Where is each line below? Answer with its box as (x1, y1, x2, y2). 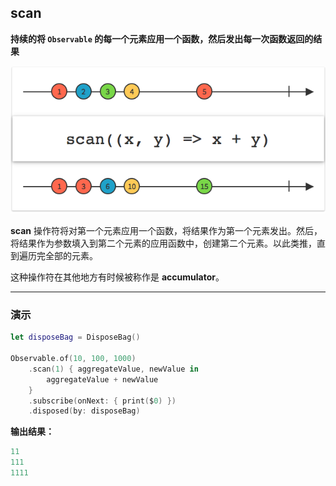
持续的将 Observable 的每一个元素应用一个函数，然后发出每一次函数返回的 (10, 32, 314, 45)
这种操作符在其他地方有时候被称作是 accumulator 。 (10, 271, 225, 283)
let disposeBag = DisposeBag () (10, 332, 141, 343)
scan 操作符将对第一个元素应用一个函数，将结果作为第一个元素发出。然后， (10, 224, 323, 236)
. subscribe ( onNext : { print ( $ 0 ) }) (28, 396, 177, 406)
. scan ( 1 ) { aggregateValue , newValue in (28, 364, 199, 374)
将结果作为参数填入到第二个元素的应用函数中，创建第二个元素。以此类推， (10, 237, 317, 249)
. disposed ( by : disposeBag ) (28, 406, 141, 416)
